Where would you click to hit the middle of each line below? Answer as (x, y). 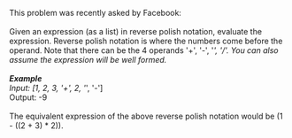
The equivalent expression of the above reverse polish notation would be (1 (146, 116)
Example (26, 78)
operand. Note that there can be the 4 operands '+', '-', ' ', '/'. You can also (144, 50)
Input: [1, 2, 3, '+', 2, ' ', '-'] (56, 88)
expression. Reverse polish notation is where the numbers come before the (146, 41)
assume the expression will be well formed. (88, 60)
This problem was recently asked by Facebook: (95, 13)
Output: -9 (28, 97)
